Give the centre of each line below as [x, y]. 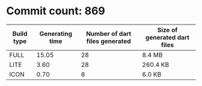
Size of [167, 30]
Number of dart [109, 33]
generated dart [167, 37]
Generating [56, 33]
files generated [109, 41]
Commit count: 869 [56, 11]
